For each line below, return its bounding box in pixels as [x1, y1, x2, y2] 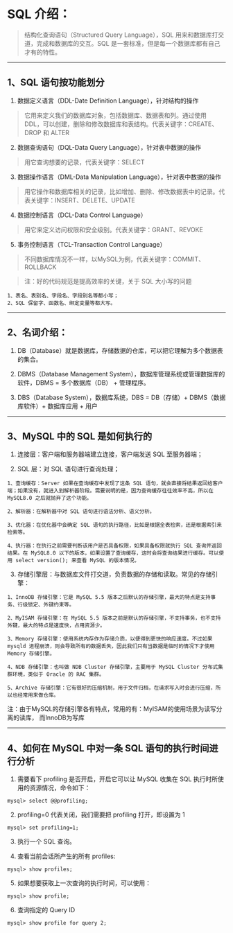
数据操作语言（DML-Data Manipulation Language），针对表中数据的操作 [17, 173, 222, 181]
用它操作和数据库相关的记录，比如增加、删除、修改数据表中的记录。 [24, 187, 219, 195]
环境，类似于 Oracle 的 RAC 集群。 [12, 671, 105, 678]
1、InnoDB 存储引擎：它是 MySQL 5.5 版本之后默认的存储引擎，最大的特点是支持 [7, 594, 211, 601]
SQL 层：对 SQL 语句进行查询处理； [17, 465, 120, 473]
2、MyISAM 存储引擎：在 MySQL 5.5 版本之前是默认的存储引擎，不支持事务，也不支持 [7, 615, 221, 622]
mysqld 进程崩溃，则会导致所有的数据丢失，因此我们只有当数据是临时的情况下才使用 [7, 643, 215, 650]
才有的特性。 [24, 48, 61, 56]
